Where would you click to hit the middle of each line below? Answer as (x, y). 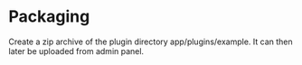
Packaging (49, 17)
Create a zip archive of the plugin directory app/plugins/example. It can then (151, 42)
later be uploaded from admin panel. (76, 51)
